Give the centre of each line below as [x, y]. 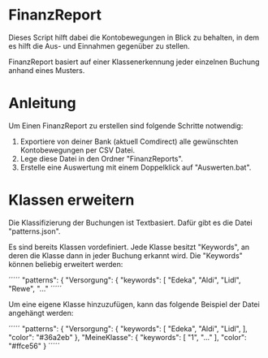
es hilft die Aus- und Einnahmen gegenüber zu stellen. [99, 45]
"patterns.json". [35, 231]
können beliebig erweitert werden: [66, 264]
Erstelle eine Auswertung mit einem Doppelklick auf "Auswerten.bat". [136, 167]
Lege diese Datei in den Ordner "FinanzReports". [102, 158]
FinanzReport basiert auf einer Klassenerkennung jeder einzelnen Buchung [134, 62]
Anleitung [42, 104]
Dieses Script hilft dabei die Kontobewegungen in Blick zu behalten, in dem [134, 37]
